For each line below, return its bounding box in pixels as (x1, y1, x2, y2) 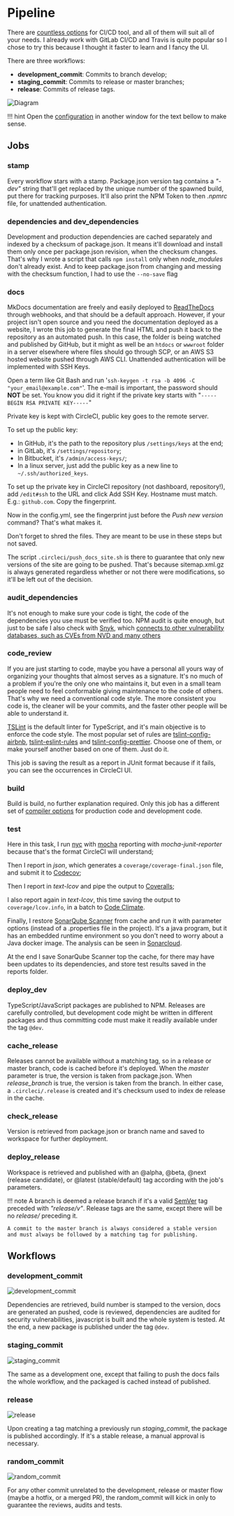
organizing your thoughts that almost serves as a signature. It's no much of (7, 672, 224, 680)
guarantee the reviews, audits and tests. (7, 1501, 123, 1510)
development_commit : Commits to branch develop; (17, 70, 168, 78)
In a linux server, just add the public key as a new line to (17, 461, 178, 470)
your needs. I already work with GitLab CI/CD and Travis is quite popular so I (7, 35, 227, 43)
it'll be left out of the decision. (7, 576, 93, 584)
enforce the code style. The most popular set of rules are (7, 730, 172, 738)
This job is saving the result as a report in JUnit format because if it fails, (7, 758, 216, 767)
